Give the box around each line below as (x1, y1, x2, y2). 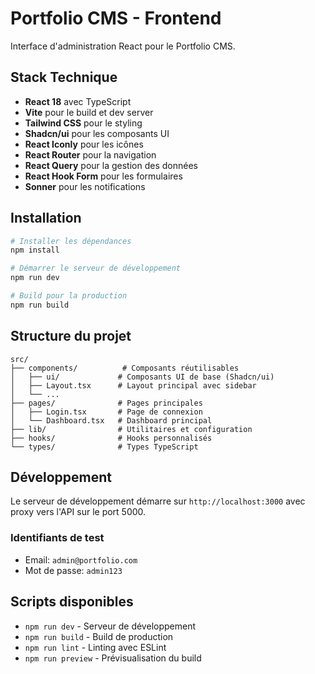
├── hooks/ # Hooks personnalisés (10, 433, 213, 443)
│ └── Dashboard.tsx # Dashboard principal (10, 415, 213, 426)
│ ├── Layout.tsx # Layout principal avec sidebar (10, 380, 257, 391)
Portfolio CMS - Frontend (10, 7, 222, 30)
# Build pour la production (10, 291, 128, 301)
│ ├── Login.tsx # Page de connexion (10, 407, 203, 417)
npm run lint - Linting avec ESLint (24, 641, 167, 653)
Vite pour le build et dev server (24, 106, 154, 118)
